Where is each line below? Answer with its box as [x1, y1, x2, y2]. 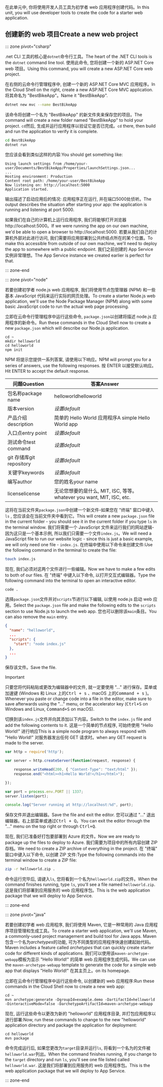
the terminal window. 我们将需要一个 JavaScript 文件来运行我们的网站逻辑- [5, 524, 154, 530]
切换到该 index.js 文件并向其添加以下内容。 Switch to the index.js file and [5, 716, 151, 722]
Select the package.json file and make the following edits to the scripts [14, 602, 156, 608]
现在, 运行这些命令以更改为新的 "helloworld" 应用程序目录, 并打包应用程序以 [5, 1011, 156, 1017]
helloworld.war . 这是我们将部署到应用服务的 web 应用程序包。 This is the [5, 1063, 150, 1068]
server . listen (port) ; [5, 794, 49, 799]
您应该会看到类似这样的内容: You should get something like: [5, 152, 123, 157]
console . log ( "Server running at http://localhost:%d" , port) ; [5, 802, 133, 807]
